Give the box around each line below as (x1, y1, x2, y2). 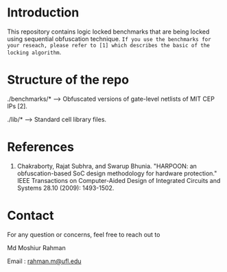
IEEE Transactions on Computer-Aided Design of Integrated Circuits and (16, 176, 221, 184)
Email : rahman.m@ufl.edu (7, 257, 82, 265)
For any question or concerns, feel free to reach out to (7, 230, 160, 238)
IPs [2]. (7, 101, 27, 110)
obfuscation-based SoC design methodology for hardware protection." (16, 169, 217, 177)
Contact (7, 208, 54, 223)
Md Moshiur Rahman (7, 243, 67, 251)
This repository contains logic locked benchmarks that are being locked (7, 27, 210, 36)
